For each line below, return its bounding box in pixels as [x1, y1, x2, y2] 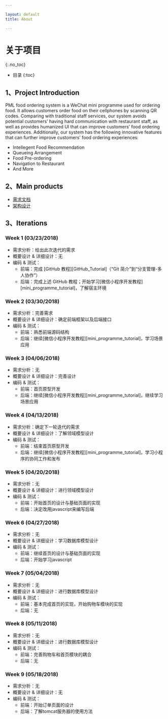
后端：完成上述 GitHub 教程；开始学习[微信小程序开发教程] [20, 278, 143, 284]
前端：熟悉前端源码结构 [20, 329, 70, 335]
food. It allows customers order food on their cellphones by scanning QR [5, 108, 157, 114]
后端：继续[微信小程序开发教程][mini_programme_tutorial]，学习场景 [20, 336, 163, 342]
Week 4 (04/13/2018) [5, 412, 59, 419]
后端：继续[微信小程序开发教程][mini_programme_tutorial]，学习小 [20, 449, 159, 455]
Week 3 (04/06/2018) [5, 354, 60, 362]
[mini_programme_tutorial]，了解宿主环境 [20, 285, 107, 291]
